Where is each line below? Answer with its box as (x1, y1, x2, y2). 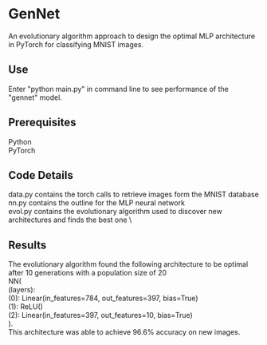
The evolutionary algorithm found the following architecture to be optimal (8, 260, 249, 269)
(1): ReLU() (8, 302, 44, 311)
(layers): (8, 285, 36, 295)
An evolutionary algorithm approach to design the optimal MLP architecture (8, 31, 256, 41)
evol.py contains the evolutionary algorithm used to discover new (8, 207, 223, 216)
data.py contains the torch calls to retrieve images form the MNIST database (8, 189, 259, 200)
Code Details (8, 169, 73, 182)
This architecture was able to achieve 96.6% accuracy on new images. (8, 327, 241, 337)
